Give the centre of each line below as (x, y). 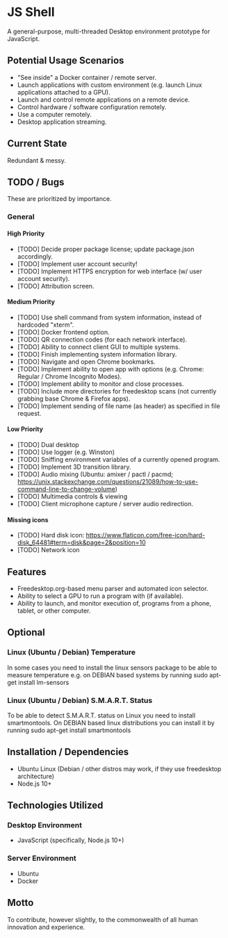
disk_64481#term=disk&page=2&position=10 (81, 542)
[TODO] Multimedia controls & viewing (72, 496)
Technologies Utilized (55, 806)
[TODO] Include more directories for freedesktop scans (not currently (117, 391)
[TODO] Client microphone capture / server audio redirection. (105, 503)
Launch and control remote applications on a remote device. (103, 99)
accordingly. (35, 256)
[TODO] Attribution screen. (56, 286)
